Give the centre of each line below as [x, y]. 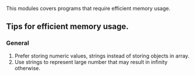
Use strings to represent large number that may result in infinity [91, 62]
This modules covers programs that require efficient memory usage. [88, 8]
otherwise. [28, 68]
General [18, 43]
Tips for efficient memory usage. [67, 26]
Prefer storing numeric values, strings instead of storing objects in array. [102, 56]
